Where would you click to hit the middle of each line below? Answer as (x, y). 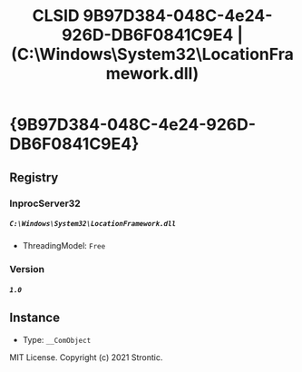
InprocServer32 (45, 203)
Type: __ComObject (57, 339)
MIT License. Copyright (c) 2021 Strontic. (86, 357)
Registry (34, 177)
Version (27, 269)
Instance (35, 318)
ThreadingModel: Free (64, 246)
